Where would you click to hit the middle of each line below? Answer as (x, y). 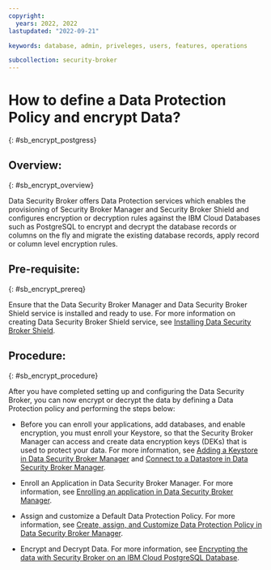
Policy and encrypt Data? (95, 118)
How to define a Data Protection (117, 100)
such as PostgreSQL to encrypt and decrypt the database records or (123, 226)
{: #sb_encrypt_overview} (51, 185)
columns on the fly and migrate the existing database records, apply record (134, 235)
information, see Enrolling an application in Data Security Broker (127, 491)
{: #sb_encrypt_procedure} (53, 375)
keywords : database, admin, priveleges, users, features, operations (128, 45)
